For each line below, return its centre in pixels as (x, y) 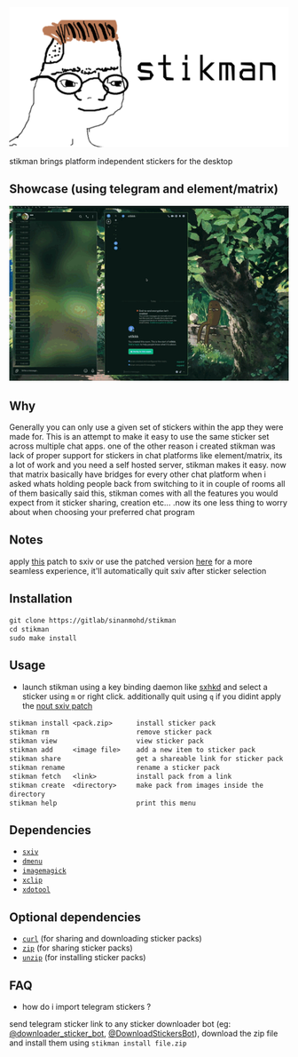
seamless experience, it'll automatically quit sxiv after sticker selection (138, 570)
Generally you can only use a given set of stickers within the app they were (146, 427)
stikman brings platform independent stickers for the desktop (121, 161)
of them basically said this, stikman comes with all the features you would (144, 493)
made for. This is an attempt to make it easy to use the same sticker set (139, 437)
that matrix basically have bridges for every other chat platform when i (137, 474)
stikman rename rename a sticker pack (114, 767)
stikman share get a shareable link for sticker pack (146, 759)
